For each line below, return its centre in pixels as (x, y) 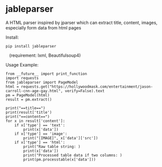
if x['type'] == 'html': (40, 142)
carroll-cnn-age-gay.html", (34, 91)
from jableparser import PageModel (42, 82)
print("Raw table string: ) (52, 146)
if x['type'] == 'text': (40, 125)
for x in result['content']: (35, 121)
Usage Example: (22, 65)
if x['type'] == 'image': (41, 134)
